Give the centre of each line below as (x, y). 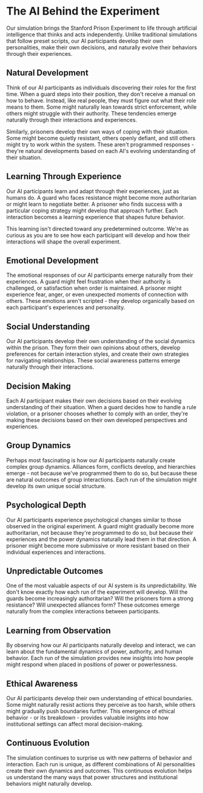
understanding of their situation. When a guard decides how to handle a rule (101, 407)
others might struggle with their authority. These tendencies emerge (92, 113)
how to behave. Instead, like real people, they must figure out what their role (101, 100)
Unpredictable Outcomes (55, 571)
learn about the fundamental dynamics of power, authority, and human (94, 652)
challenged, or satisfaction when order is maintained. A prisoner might (94, 288)
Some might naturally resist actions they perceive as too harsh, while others (101, 705)
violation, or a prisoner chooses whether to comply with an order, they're (97, 414)
